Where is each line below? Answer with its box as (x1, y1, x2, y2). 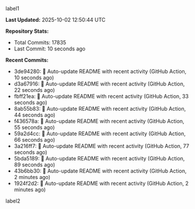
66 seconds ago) (13, 136, 56, 143)
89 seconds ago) (13, 161, 55, 168)
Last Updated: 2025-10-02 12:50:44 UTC (5, 16, 106, 23)
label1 (5, 5, 20, 12)
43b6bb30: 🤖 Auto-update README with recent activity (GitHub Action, (13, 167, 187, 174)
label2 (5, 197, 20, 204)
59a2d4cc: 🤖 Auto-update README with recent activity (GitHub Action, (13, 130, 186, 137)
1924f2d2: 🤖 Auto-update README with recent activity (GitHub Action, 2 (13, 180, 189, 187)
